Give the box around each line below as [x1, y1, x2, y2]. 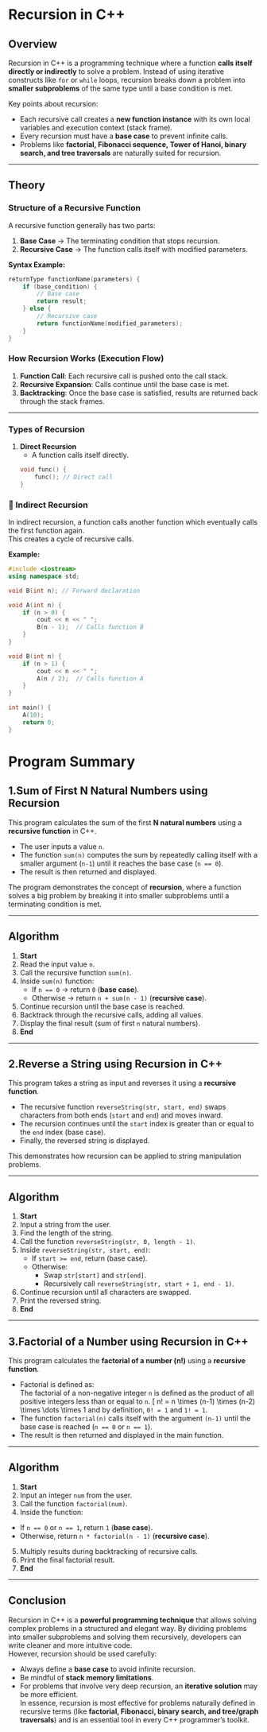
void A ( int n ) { [8, 601, 62, 609]
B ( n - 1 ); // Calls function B [37, 623, 145, 631]
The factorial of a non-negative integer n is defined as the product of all [19, 1388, 254, 1397]
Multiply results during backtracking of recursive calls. [19, 1546, 199, 1556]
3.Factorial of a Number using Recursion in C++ [8, 1335, 249, 1348]
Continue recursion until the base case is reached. [19, 1002, 185, 1011]
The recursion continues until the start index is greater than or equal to [19, 1119, 254, 1129]
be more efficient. [19, 1689, 79, 1699]
